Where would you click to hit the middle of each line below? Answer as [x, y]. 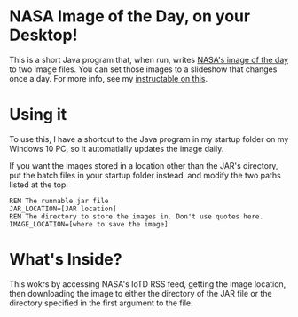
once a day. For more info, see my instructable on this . [109, 78]
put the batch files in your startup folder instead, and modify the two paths [145, 175]
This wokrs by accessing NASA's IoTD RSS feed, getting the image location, [148, 284]
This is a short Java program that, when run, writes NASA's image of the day [149, 59]
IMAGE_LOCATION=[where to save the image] [89, 224]
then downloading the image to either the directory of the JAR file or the [141, 293]
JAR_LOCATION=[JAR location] [63, 209]
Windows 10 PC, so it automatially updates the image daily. [117, 148]
